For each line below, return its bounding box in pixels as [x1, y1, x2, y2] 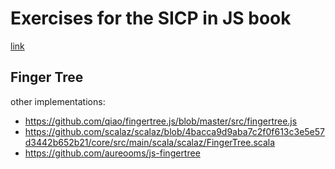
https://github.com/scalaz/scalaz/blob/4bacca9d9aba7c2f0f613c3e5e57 [24, 125, 325, 137]
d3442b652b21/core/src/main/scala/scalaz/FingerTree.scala [24, 136, 276, 148]
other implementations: [10, 95, 106, 107]
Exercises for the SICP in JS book [10, 7, 292, 30]
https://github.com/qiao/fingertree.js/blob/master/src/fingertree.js [24, 115, 298, 127]
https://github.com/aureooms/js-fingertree [24, 147, 201, 159]
